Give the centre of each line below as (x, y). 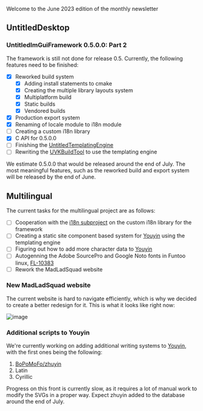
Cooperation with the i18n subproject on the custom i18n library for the (103, 222)
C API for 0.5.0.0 (36, 138)
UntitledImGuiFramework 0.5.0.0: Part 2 (67, 45)
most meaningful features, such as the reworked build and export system (98, 171)
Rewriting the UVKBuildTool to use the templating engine (86, 152)
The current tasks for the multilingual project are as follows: (81, 211)
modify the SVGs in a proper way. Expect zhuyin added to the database (96, 395)
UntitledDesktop (38, 28)
